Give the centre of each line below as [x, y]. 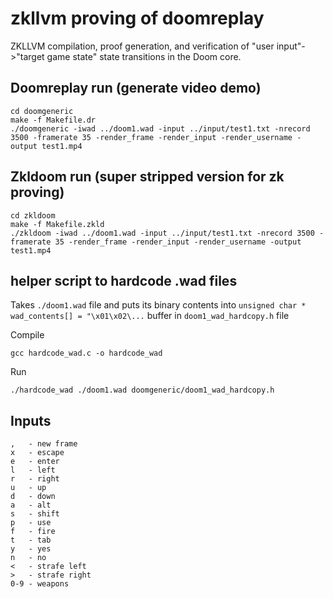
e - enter [35, 462]
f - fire [33, 532]
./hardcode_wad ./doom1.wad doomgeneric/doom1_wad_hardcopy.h [142, 390]
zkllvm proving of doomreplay [137, 18]
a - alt [31, 505]
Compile [27, 335]
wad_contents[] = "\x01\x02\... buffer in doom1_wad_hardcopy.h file [150, 316]
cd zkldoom [33, 215]
